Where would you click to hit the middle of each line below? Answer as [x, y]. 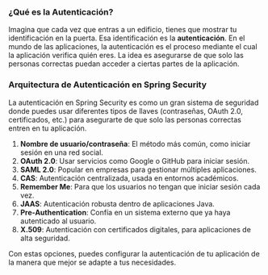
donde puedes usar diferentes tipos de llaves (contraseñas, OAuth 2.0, [126, 110]
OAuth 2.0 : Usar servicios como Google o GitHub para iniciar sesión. [135, 160]
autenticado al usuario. [58, 221]
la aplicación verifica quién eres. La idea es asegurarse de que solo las [126, 56]
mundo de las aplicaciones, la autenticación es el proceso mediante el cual [133, 47]
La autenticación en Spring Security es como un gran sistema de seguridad [134, 102]
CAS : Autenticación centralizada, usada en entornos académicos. [129, 178]
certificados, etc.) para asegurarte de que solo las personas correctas [125, 119]
